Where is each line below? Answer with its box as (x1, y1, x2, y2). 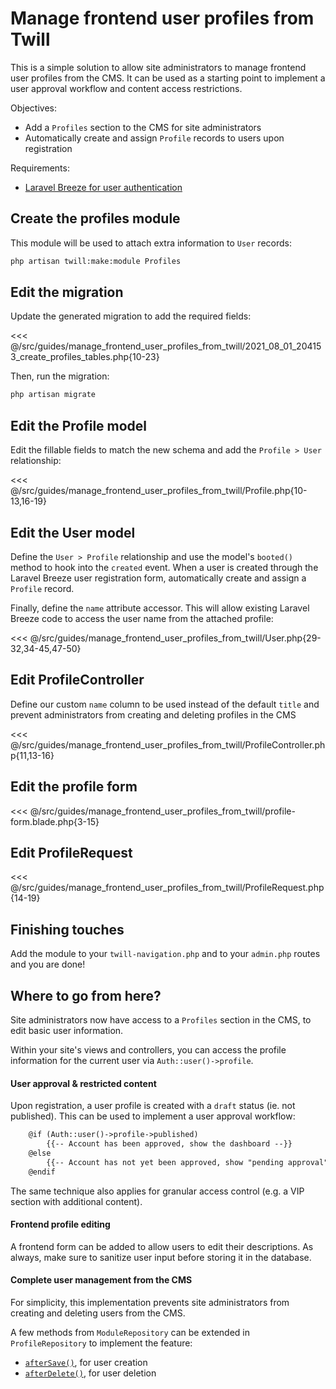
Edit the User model (10, 524, 136, 541)
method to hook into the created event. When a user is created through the (10, 561, 319, 573)
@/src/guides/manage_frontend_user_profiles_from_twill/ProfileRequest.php (10, 882, 325, 894)
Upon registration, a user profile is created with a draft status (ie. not (10, 1100, 296, 1112)
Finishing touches (10, 921, 125, 938)
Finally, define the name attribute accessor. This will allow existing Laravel (10, 602, 310, 614)
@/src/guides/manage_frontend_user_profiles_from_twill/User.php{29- (29, 632, 322, 644)
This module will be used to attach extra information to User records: (10, 237, 292, 249)
